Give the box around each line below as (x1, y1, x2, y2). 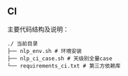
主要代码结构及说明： (7, 24, 69, 33)
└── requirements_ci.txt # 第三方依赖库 (7, 62, 121, 69)
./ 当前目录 (7, 40, 39, 47)
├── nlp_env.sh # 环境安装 (7, 47, 82, 54)
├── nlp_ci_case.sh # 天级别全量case (7, 55, 113, 62)
